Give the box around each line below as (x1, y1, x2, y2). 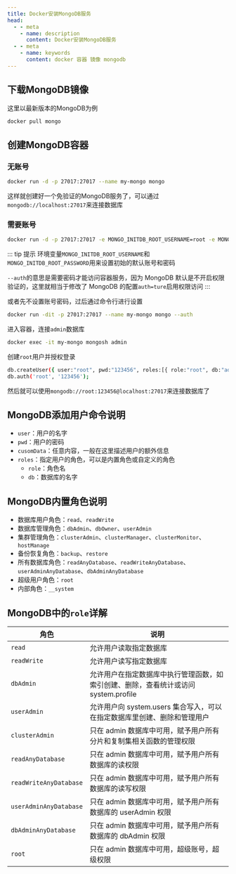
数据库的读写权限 (89, 784, 146, 794)
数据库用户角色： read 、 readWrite (17, 516, 114, 524)
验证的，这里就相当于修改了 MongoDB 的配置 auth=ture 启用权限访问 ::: (7, 282, 211, 291)
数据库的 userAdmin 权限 (89, 807, 172, 817)
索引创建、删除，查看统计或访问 (89, 680, 195, 690)
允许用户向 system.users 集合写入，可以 (89, 702, 223, 712)
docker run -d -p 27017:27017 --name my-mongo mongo (7, 178, 165, 185)
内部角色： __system (17, 585, 74, 593)
